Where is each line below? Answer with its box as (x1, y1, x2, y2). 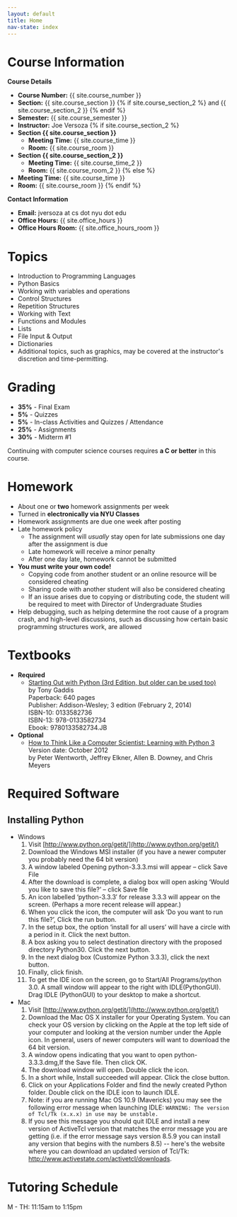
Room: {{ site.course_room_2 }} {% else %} (28, 166, 156, 175)
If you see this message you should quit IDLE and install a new (28, 1117, 210, 1126)
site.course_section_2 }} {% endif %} (17, 106, 126, 115)
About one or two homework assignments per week (17, 502, 170, 511)
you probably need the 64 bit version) (28, 855, 139, 864)
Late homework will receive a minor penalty (28, 548, 156, 556)
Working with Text (17, 309, 71, 318)
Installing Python (7, 814, 84, 826)
